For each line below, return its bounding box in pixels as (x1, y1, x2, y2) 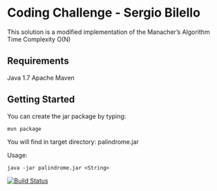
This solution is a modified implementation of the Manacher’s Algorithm (7, 28, 210, 36)
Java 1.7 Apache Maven (7, 73, 75, 82)
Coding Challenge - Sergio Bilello (7, 5, 200, 21)
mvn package (7, 125, 41, 132)
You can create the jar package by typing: (7, 112, 126, 120)
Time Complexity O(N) (7, 35, 71, 43)
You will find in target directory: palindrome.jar (7, 137, 140, 146)
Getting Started (7, 93, 75, 105)
